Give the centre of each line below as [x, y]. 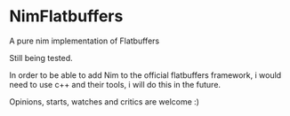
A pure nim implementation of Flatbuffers [85, 41]
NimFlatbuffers [66, 16]
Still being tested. [41, 58]
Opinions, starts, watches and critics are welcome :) [105, 101]
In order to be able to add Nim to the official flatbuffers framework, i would [145, 75]
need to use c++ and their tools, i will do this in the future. [115, 84]
